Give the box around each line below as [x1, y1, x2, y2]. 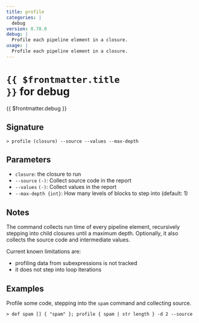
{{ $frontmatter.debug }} [6, 104, 68, 112]
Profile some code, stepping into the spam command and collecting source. [6, 299, 192, 307]
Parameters [6, 155, 51, 165]
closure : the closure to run [14, 170, 81, 178]
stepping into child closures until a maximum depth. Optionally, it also [6, 230, 178, 237]
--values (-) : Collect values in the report [14, 184, 117, 191]
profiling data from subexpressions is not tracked [14, 260, 137, 267]
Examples [6, 283, 44, 293]
